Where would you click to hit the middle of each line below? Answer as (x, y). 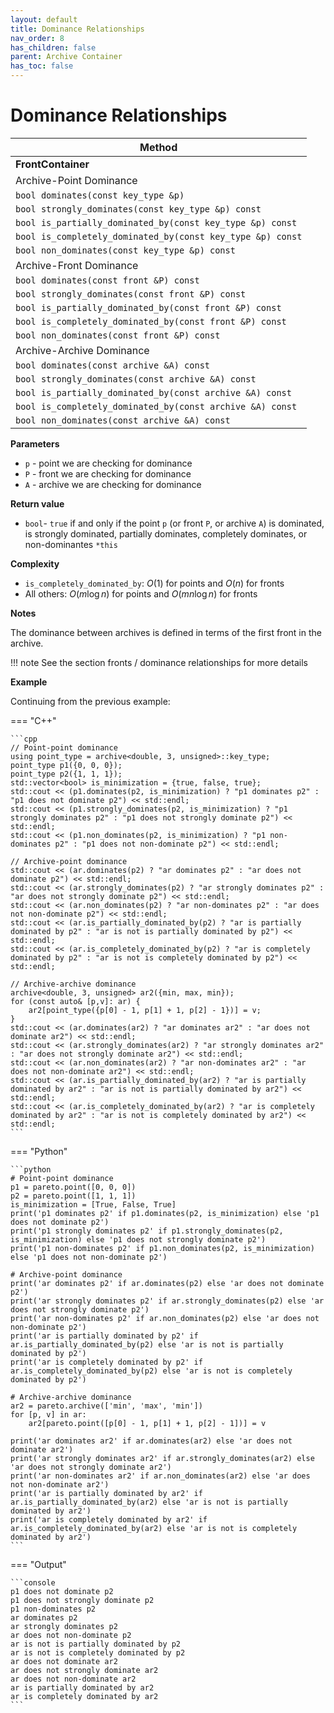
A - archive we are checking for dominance (113, 484)
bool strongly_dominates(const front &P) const (131, 294)
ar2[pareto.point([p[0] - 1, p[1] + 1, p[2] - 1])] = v (147, 1423)
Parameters (35, 443)
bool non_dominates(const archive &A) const (123, 420)
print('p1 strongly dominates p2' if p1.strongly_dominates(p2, (147, 1231)
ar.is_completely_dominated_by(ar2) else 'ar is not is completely (154, 1528)
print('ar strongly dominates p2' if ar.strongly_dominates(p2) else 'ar (167, 1301)
